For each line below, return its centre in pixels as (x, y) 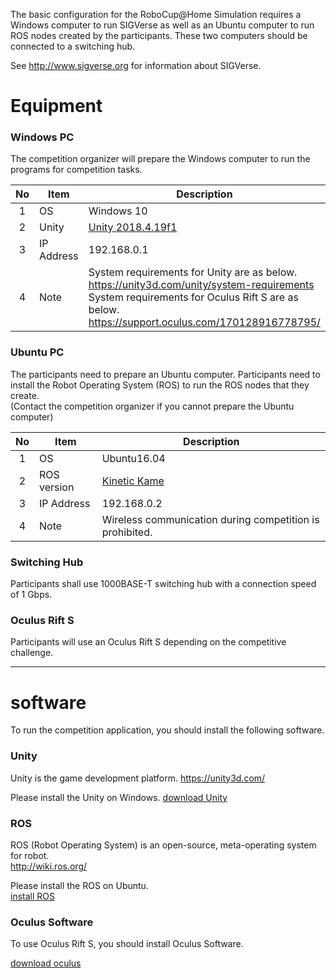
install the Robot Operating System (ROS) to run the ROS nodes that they (160, 385)
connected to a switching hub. (73, 46)
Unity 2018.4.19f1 (133, 227)
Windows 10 (118, 211)
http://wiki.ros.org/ (49, 866)
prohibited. (127, 532)
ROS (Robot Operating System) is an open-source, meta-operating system (163, 845)
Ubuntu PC (37, 352)
